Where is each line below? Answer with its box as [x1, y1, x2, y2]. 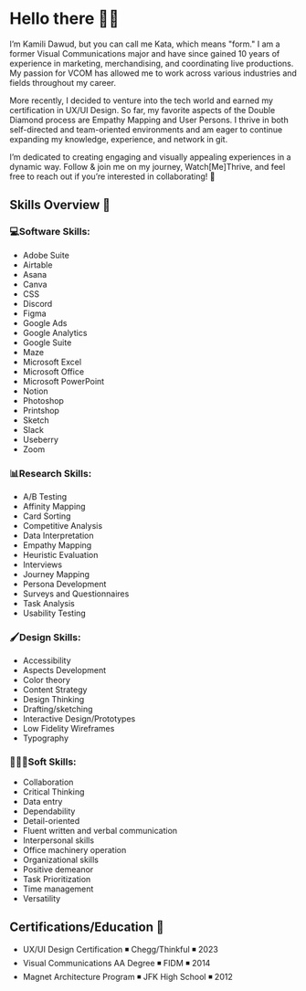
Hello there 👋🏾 [9, 8, 120, 29]
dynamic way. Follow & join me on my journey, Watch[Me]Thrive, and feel [9, 161, 286, 172]
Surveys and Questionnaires [22, 588, 130, 599]
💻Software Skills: [9, 226, 91, 238]
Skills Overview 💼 [9, 197, 111, 213]
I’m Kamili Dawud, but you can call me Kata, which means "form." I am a [9, 38, 280, 49]
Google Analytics [22, 327, 88, 338]
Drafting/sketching [22, 703, 93, 715]
